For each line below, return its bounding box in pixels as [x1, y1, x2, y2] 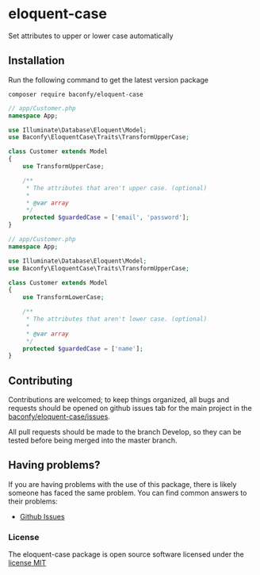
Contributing [8, 374, 73, 387]
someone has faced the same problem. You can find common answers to [8, 488, 247, 497]
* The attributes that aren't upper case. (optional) [25, 184, 208, 192]
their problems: [8, 496, 58, 506]
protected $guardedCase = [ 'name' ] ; [22, 344, 144, 353]
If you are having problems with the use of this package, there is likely [8, 479, 237, 489]
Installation [8, 54, 65, 67]
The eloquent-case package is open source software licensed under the [8, 550, 244, 559]
